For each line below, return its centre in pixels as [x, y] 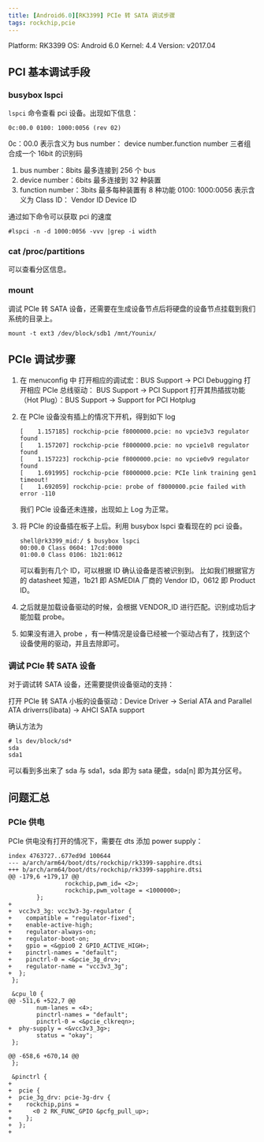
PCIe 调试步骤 [42, 360]
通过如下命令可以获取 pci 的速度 [60, 217]
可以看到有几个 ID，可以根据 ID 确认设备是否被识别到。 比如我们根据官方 [138, 570]
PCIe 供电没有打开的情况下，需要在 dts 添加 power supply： [106, 841]
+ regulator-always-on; [52, 931]
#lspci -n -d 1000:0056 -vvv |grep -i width [82, 232]
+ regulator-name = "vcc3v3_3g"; [68, 966]
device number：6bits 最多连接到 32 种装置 [90, 180]
